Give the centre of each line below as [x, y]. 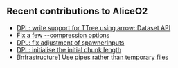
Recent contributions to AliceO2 [77, 11]
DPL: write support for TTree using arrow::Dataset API [94, 27]
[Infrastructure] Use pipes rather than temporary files [92, 57]
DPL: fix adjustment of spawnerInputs [70, 42]
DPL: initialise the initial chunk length [69, 49]
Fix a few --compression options [63, 35]
